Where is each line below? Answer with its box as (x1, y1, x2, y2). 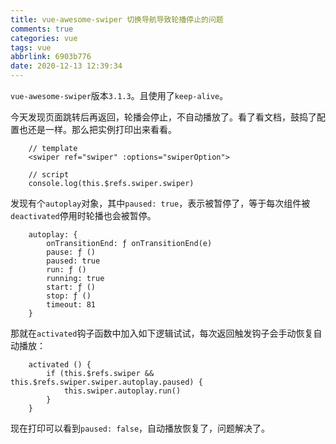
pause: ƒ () (46, 247, 97, 257)
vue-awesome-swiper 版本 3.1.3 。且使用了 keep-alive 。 (10, 90, 229, 101)
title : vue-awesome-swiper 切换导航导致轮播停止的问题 (10, 14, 224, 25)
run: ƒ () (46, 265, 87, 275)
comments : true (10, 24, 74, 34)
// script (28, 170, 70, 180)
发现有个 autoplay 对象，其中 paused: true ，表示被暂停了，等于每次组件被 (10, 197, 311, 209)
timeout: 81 (46, 300, 97, 310)
